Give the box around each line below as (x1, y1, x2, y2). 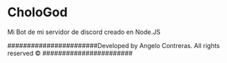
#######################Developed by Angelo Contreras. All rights (7, 41, 221, 50)
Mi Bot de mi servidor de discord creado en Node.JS (7, 28, 161, 36)
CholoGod (7, 4, 68, 21)
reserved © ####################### (7, 49, 133, 57)
